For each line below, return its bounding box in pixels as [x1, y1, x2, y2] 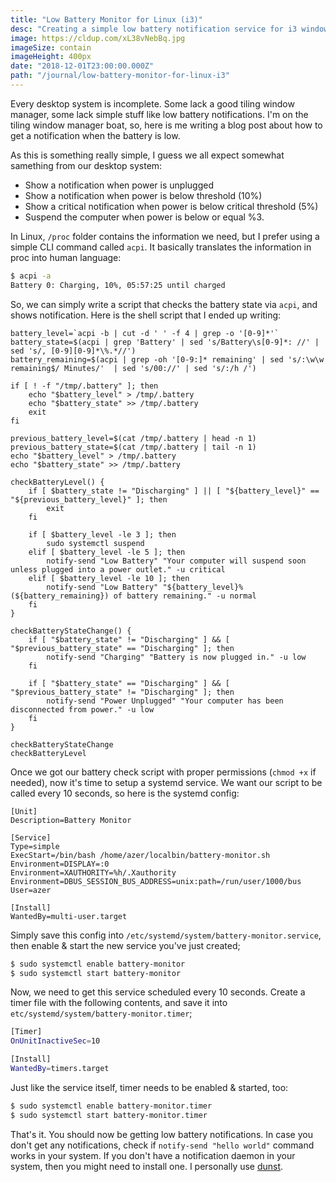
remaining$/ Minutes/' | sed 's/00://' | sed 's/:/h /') [10, 363, 257, 373]
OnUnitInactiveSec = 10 [10, 1036, 101, 1046]
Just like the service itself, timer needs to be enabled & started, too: [10, 1081, 289, 1093]
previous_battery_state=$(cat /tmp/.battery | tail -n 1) [10, 442, 257, 452]
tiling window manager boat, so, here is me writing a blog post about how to [10, 119, 323, 131]
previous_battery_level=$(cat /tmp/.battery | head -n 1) [10, 433, 257, 443]
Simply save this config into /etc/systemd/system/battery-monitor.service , [10, 929, 322, 941]
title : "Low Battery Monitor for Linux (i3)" [10, 14, 203, 25]
